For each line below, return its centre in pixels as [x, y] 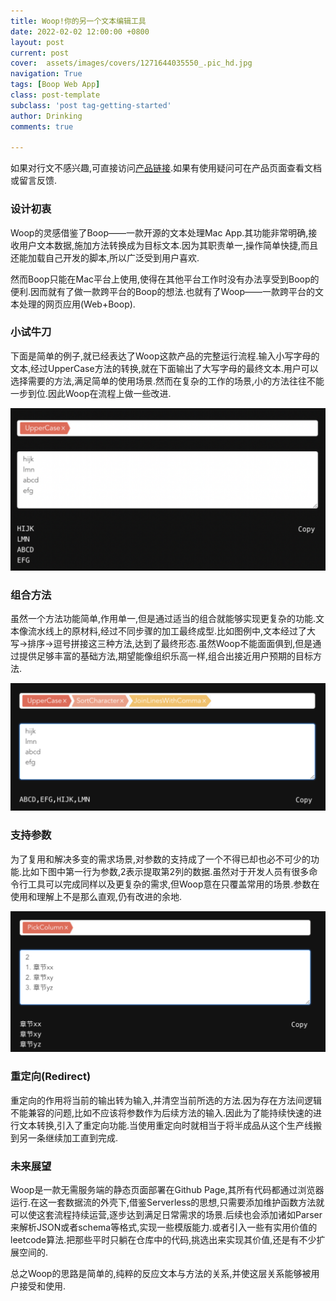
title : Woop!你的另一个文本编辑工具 [78, 21]
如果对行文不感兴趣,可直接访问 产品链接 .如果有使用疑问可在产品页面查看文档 [166, 168]
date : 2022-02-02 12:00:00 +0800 [80, 31]
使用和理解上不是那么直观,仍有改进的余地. [96, 896]
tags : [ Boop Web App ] [55, 85]
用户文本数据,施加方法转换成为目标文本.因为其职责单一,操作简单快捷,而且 [168, 245]
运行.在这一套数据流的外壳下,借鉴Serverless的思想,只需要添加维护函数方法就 [167, 1202]
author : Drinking [46, 116]
